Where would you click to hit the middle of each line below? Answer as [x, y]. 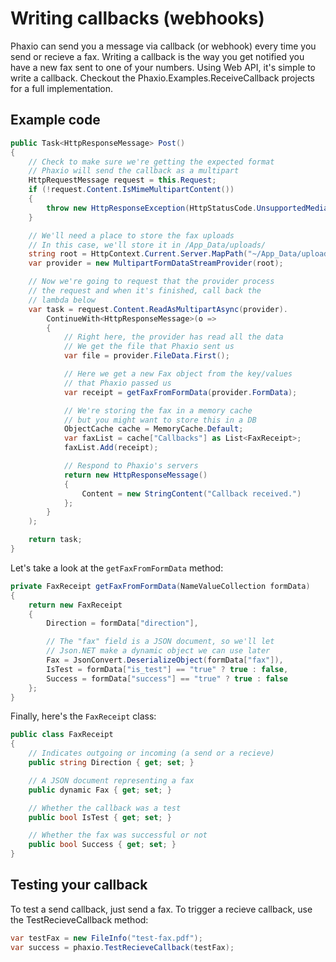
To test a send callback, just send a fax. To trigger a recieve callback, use [161, 909]
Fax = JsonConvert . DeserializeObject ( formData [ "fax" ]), [165, 660]
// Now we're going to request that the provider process [151, 282]
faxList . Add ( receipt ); [111, 448]
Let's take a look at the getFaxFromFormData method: [117, 568]
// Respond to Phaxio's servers [131, 466]
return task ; [55, 540]
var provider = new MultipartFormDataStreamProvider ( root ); [156, 263]
